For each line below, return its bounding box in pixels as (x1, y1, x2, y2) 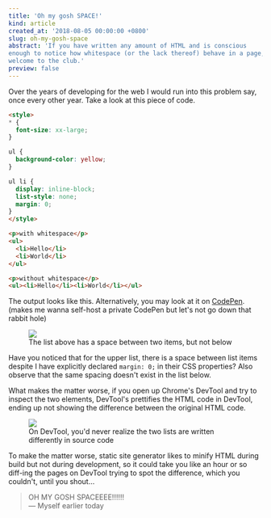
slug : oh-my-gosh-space (8, 34, 89, 43)
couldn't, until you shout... (8, 477, 95, 486)
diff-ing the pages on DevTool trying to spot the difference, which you (8, 468, 240, 478)
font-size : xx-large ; (15, 126, 89, 134)
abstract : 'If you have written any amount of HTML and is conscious (8, 42, 248, 50)
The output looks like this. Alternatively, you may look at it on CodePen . (8, 297, 245, 306)
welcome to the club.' (8, 57, 85, 65)
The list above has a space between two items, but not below (28, 337, 232, 347)
